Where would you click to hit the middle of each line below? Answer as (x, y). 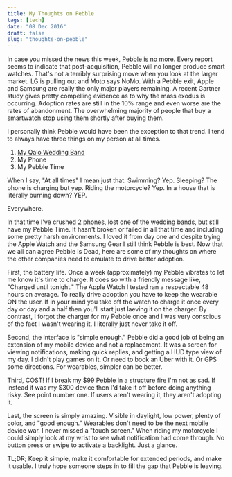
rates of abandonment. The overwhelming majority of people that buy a (109, 111)
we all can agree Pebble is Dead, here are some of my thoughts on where (112, 252)
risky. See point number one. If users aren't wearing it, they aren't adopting (114, 395)
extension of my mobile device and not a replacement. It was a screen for (112, 345)
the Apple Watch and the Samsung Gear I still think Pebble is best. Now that (115, 244)
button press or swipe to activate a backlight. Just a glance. (92, 445)
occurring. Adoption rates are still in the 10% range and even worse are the (114, 103)
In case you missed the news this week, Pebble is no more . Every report (110, 59)
